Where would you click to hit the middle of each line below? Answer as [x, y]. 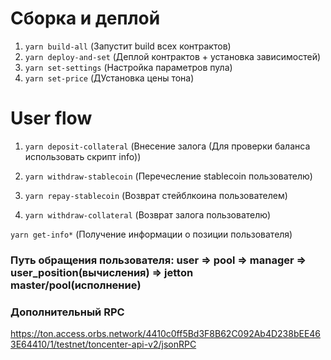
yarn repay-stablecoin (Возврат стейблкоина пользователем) [156, 195]
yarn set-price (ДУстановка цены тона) [109, 78]
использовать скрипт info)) [83, 156]
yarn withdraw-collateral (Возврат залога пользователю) [148, 214]
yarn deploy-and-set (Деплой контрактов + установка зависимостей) [173, 56]
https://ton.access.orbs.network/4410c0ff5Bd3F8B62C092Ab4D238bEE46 [166, 334]
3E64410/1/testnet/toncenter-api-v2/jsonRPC [103, 344]
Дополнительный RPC [67, 312]
